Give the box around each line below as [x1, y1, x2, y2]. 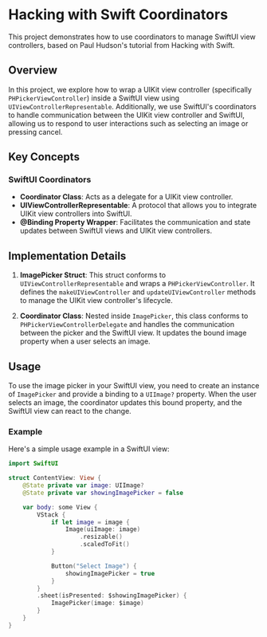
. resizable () [79, 533, 124, 541]
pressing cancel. [8, 127, 63, 136]
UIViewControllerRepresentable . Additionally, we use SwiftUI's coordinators [8, 101, 257, 111]
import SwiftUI [8, 460, 59, 468]
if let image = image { [50, 518, 130, 526]
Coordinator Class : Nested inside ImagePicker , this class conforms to [19, 311, 249, 320]
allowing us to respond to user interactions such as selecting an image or [8, 118, 249, 128]
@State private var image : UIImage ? [22, 482, 145, 490]
